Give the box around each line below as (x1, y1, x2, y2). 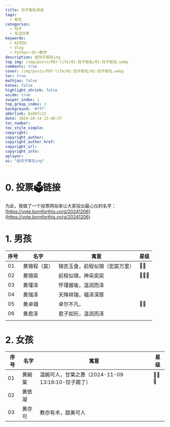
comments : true (5, 64, 37, 69)
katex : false (5, 83, 33, 88)
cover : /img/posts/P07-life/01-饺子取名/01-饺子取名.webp (5, 69, 124, 74)
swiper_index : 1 (5, 97, 39, 102)
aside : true (5, 92, 30, 97)
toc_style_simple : (5, 125, 44, 130)
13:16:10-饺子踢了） (39, 379, 91, 386)
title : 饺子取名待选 (5, 7, 44, 13)
